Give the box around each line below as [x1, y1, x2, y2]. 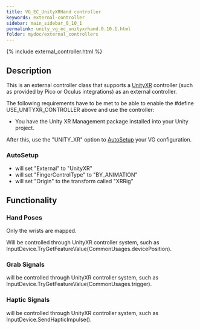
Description [6, 65, 51, 76]
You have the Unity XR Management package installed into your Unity [15, 117, 189, 125]
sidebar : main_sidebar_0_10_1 [6, 20, 83, 26]
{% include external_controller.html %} [6, 48, 103, 55]
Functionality [6, 195, 57, 206]
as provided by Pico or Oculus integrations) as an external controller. [6, 88, 177, 95]
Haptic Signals [6, 296, 50, 304]
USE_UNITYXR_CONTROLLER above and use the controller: [6, 106, 155, 113]
